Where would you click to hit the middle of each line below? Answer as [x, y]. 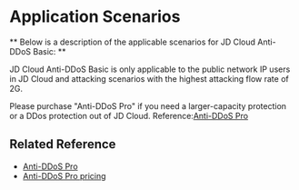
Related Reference [63, 144]
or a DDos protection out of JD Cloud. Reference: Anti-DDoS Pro [129, 115]
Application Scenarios [95, 17]
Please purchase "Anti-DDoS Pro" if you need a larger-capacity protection [148, 105]
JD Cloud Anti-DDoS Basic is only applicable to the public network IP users [150, 69]
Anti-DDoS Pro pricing [64, 175]
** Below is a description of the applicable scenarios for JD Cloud [133, 42]
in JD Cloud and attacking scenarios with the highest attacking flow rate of [149, 78]
